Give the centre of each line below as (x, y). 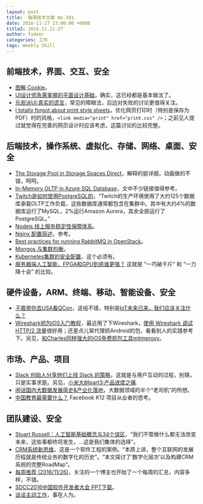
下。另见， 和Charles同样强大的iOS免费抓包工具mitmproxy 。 (90, 338)
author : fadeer (25, 34)
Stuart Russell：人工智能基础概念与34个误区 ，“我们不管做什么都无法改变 (105, 434)
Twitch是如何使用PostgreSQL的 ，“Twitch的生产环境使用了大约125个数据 (105, 196)
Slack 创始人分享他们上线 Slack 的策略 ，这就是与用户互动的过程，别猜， (105, 375)
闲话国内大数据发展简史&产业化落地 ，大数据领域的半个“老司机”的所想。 (104, 390)
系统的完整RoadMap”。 (44, 464)
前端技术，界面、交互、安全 (58, 72)
